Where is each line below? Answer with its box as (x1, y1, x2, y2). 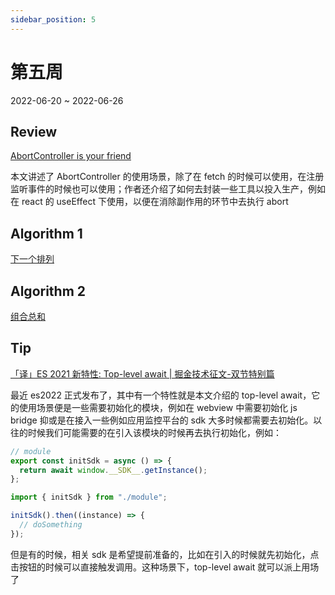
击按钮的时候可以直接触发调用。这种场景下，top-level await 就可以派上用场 (10, 561, 320, 573)
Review (10, 123, 58, 140)
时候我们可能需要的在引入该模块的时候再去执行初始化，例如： (27, 426, 282, 438)
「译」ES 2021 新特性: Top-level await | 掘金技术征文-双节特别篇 (10, 367, 275, 380)
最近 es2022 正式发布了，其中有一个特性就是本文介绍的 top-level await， (10, 389, 312, 401)
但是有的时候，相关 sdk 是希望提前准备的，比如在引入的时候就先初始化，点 (10, 548, 320, 560)
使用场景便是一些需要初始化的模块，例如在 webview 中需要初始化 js (18, 401, 298, 413)
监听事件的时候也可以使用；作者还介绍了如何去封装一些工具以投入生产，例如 (10, 183, 326, 195)
